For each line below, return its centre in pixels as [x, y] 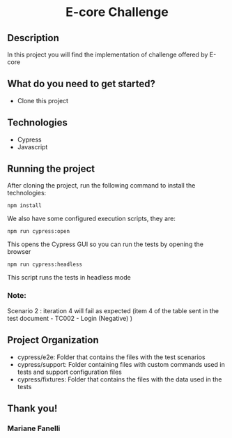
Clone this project [42, 100]
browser [19, 252]
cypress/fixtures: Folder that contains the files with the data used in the [119, 379]
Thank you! [32, 408]
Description [33, 38]
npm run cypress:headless [45, 265]
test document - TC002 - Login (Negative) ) [70, 318]
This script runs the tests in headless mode [69, 278]
